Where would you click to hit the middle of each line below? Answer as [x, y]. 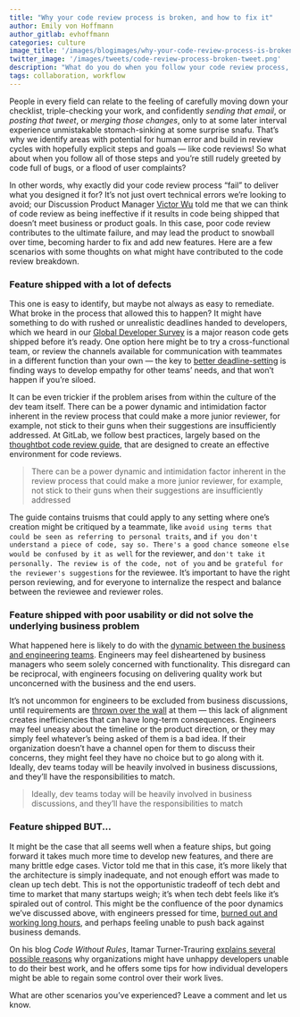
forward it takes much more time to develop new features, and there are [142, 856]
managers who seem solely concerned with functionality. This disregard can [150, 665]
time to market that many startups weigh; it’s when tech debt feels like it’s [144, 894]
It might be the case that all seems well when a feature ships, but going [140, 846]
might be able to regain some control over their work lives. [117, 978]
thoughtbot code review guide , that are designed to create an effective [139, 445]
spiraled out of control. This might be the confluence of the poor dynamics [146, 903]
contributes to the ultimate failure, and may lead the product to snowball [142, 233]
